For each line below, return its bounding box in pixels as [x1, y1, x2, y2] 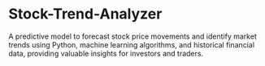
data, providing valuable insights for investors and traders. [8, 48, 204, 58]
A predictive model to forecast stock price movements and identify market [8, 31, 258, 41]
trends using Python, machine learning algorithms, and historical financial [8, 39, 254, 49]
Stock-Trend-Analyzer [8, 5, 163, 23]
